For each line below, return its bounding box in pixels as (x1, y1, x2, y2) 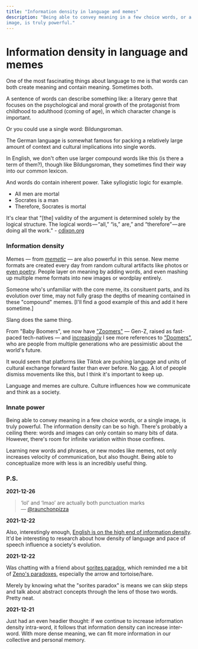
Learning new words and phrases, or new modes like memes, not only (6, 447, 177, 454)
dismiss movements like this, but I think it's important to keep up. (6, 370, 164, 378)
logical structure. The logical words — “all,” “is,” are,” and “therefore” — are (6, 220, 186, 228)
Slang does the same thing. (6, 316, 73, 323)
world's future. (6, 346, 43, 353)
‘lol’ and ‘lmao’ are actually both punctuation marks (20, 499, 145, 507)
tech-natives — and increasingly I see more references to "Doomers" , (22, 334, 193, 341)
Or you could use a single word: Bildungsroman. (6, 126, 123, 133)
